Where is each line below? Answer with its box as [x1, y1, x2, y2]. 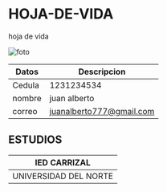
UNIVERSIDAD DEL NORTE [12, 170, 114, 182]
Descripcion [78, 66, 126, 77]
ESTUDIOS [8, 133, 63, 147]
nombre [12, 92, 42, 104]
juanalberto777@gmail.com [49, 105, 155, 116]
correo [12, 105, 38, 116]
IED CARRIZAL [35, 157, 91, 168]
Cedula [12, 80, 40, 91]
